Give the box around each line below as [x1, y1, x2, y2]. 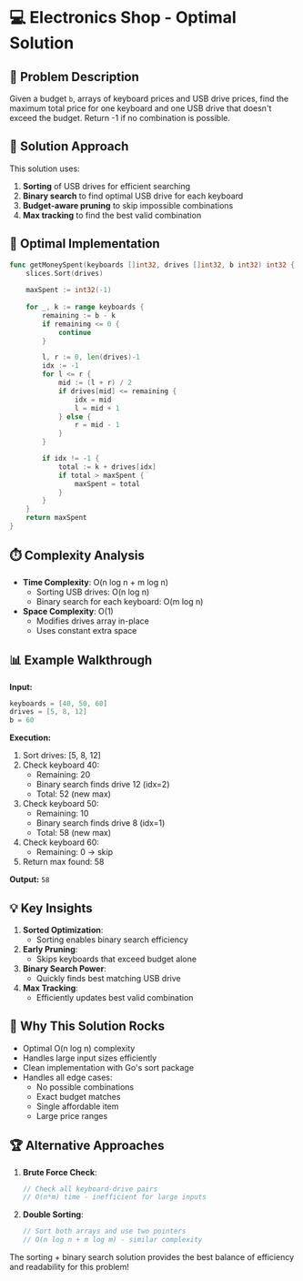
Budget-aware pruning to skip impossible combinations [22, 199, 234, 210]
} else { [57, 412, 92, 422]
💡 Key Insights [9, 900, 93, 916]
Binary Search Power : [22, 962, 106, 974]
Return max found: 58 [22, 857, 105, 868]
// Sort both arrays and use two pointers [22, 1226, 187, 1236]
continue [57, 328, 92, 337]
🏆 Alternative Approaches [9, 1138, 166, 1154]
